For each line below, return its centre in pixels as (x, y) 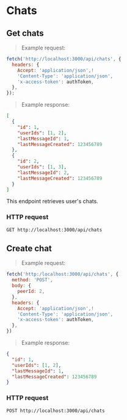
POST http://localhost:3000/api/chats (56, 411)
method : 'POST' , (32, 280)
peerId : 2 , (31, 291)
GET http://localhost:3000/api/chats (54, 230)
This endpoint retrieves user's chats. (53, 201)
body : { (22, 286)
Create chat (29, 249)
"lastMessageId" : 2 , (43, 172)
